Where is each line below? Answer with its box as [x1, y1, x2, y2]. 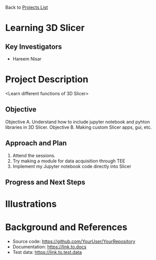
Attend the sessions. [12, 152, 56, 158]
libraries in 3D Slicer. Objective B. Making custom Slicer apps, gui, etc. [5, 124, 152, 130]
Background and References [5, 221, 128, 233]
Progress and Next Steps [5, 178, 86, 186]
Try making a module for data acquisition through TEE [12, 158, 126, 164]
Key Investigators [5, 42, 62, 51]
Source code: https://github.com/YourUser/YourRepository [12, 239, 136, 245]
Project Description [5, 74, 89, 85]
